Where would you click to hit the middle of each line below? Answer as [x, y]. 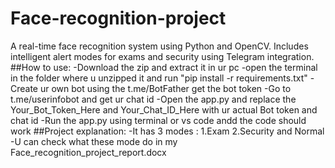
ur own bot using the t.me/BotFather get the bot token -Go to [165, 88]
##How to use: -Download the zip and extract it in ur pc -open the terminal [164, 67]
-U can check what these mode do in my [94, 141]
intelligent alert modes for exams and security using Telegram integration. [162, 56]
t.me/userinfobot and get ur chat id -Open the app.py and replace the [153, 99]
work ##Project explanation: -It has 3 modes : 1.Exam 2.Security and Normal [167, 131]
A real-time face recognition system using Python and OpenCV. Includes [159, 46]
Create [24, 88]
